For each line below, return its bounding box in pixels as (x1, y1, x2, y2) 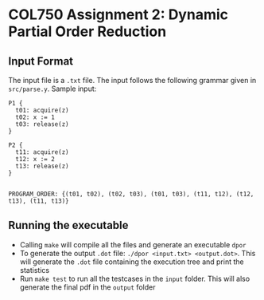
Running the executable (8, 219, 129, 232)
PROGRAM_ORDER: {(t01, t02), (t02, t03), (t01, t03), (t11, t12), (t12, (8, 190, 254, 198)
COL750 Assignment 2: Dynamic (8, 6, 229, 24)
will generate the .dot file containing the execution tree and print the (19, 257, 244, 266)
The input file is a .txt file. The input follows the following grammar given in (8, 76, 257, 85)
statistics (19, 265, 50, 274)
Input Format (8, 54, 74, 68)
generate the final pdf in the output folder (19, 282, 156, 292)
